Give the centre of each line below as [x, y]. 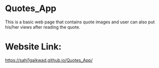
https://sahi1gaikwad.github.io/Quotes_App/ [49, 60]
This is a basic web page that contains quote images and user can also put [80, 22]
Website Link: [33, 47]
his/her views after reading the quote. [43, 27]
